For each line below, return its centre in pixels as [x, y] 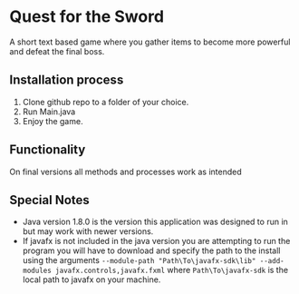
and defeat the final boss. [57, 51]
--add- [272, 261]
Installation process [67, 80]
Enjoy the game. [53, 121]
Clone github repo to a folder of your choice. [106, 102]
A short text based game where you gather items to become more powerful [150, 42]
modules [37, 271]
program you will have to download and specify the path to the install [151, 250]
